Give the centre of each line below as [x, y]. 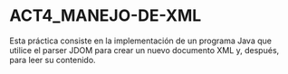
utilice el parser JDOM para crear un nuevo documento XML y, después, [144, 50]
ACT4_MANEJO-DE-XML [106, 16]
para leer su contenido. [53, 60]
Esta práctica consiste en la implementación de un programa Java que [140, 41]
